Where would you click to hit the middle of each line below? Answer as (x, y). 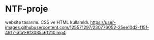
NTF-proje (27, 9)
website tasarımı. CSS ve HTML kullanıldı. (47, 22)
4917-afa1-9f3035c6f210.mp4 (35, 32)
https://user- (103, 22)
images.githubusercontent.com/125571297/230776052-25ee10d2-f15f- (77, 27)
